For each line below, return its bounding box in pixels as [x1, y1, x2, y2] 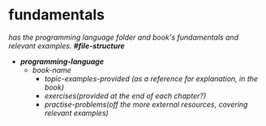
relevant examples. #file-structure [8, 40, 126, 50]
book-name [32, 65, 71, 74]
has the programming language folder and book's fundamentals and [8, 32, 239, 42]
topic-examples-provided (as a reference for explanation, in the [44, 73, 258, 83]
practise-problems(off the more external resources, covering [44, 99, 248, 109]
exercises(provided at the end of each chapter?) [44, 90, 207, 100]
